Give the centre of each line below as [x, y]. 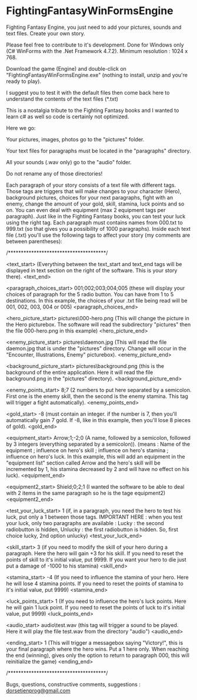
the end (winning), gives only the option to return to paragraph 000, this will [98, 655]
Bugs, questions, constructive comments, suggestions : [74, 684]
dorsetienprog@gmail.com [38, 691]
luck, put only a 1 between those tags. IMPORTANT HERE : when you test [94, 517]
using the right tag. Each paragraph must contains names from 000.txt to [95, 223]
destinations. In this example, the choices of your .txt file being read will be [97, 300]
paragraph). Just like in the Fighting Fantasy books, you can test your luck [96, 216]
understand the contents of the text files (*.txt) [62, 99]
